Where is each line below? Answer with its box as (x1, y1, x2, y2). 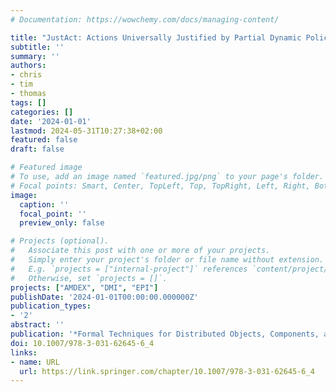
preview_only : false (19, 218, 105, 228)
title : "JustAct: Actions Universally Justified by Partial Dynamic (10, 32, 302, 43)
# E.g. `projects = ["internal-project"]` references (10, 264, 248, 274)
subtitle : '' (10, 42, 65, 52)
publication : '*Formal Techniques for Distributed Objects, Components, (10, 329, 320, 339)
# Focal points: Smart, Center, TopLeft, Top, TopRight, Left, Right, (10, 181, 311, 191)
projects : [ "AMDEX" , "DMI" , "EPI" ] (10, 282, 159, 293)
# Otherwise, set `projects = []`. (10, 273, 168, 283)
